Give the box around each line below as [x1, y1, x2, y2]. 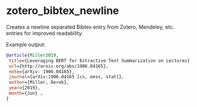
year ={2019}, [8, 85, 41, 91]
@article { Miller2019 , [6, 52, 59, 58]
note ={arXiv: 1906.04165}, [8, 68, 75, 74]
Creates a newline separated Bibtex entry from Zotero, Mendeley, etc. [6, 23, 175, 30]
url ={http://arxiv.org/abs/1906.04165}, [8, 63, 109, 69]
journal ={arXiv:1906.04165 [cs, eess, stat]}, [8, 74, 125, 80]
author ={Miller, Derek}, [8, 80, 69, 85]
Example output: [6, 41, 46, 48]
